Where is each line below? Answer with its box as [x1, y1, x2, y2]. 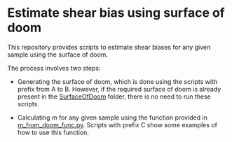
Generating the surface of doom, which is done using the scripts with [17, 77, 218, 85]
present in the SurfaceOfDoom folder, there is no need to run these [17, 92, 212, 101]
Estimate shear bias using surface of [7, 5, 226, 21]
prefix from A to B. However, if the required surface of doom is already [17, 85, 221, 93]
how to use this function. [17, 128, 90, 136]
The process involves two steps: [7, 64, 101, 72]
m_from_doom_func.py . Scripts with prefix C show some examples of [17, 120, 217, 129]
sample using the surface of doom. [7, 50, 109, 59]
